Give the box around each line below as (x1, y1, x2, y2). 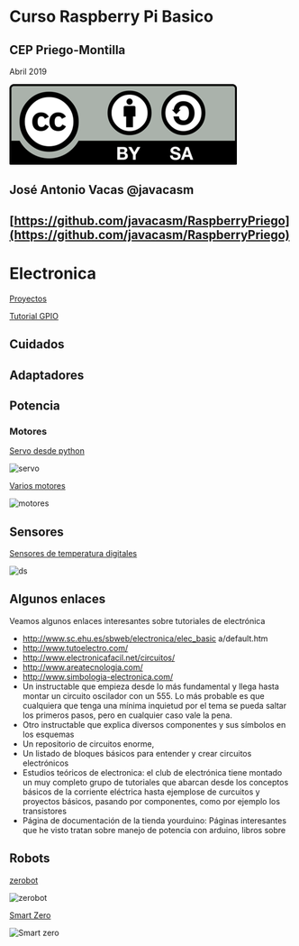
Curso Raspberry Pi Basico (9, 6, 214, 27)
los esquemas (22, 729, 75, 739)
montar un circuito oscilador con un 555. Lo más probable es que (22, 690, 265, 701)
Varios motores (9, 481, 66, 491)
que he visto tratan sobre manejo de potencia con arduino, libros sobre (22, 824, 286, 835)
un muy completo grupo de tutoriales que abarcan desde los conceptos (22, 776, 289, 787)
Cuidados (9, 336, 65, 353)
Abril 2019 (9, 66, 48, 77)
